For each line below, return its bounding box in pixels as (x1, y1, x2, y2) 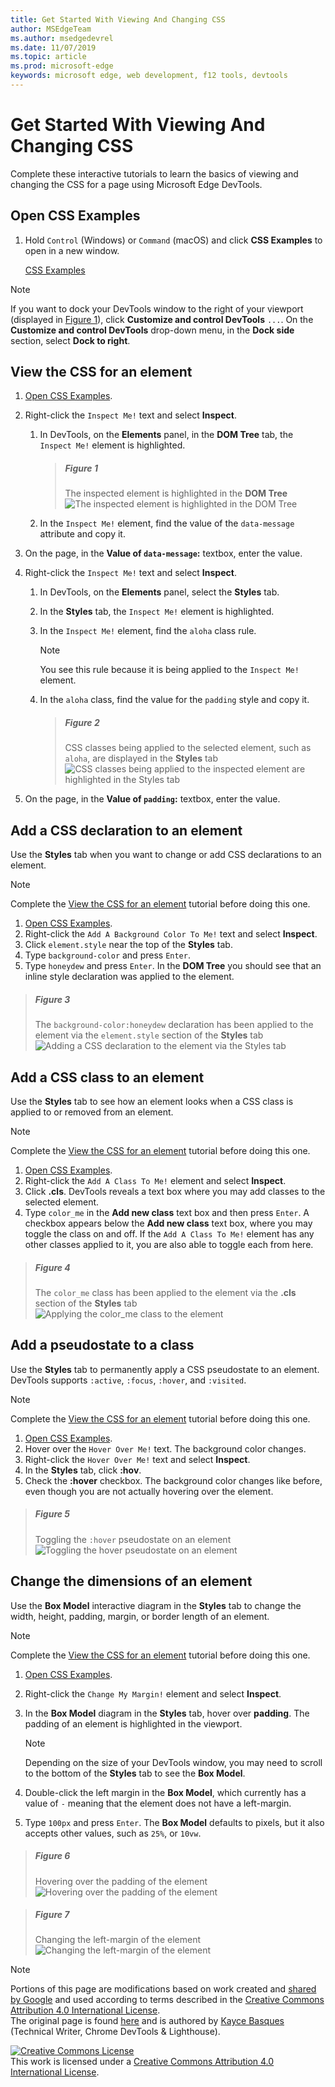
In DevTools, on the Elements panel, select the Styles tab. (39, 586, 280, 598)
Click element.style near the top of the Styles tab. (24, 939, 233, 951)
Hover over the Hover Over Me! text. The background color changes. (24, 1442, 307, 1455)
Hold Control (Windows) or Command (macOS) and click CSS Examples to (24, 234, 323, 246)
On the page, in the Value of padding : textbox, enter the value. (24, 793, 281, 805)
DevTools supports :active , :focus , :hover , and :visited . (10, 1374, 247, 1386)
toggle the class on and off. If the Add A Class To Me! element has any (24, 1227, 315, 1240)
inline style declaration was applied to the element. (24, 971, 235, 983)
